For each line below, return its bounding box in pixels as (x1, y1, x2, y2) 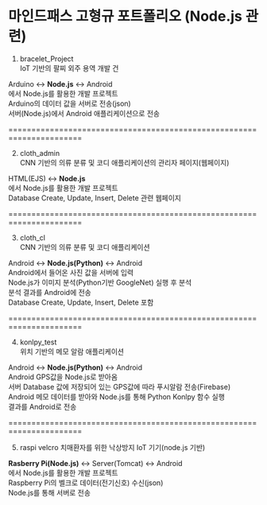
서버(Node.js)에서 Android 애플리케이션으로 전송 (8, 108, 161, 118)
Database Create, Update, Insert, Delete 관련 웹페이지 (8, 192, 181, 203)
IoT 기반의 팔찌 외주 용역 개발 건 (19, 63, 119, 72)
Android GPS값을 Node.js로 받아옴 (8, 371, 118, 382)
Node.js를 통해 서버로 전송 (8, 488, 91, 497)
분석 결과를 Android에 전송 (8, 287, 91, 297)
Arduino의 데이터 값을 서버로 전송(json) (8, 99, 131, 108)
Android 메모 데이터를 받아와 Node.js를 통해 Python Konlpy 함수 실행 (8, 391, 225, 402)
